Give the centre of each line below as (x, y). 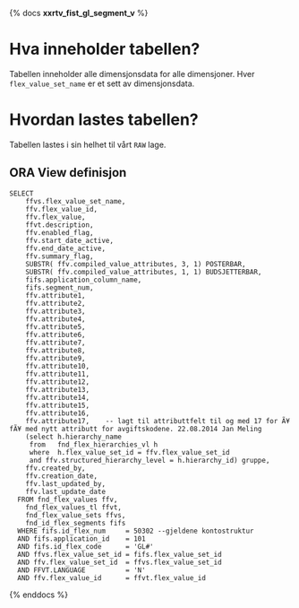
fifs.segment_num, (60, 287)
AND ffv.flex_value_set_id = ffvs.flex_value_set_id (120, 562)
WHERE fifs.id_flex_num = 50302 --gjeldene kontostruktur (136, 531)
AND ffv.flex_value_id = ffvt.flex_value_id (111, 578)
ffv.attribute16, (58, 413)
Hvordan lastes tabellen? (104, 120)
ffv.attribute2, (56, 303)
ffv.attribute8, (56, 350)
